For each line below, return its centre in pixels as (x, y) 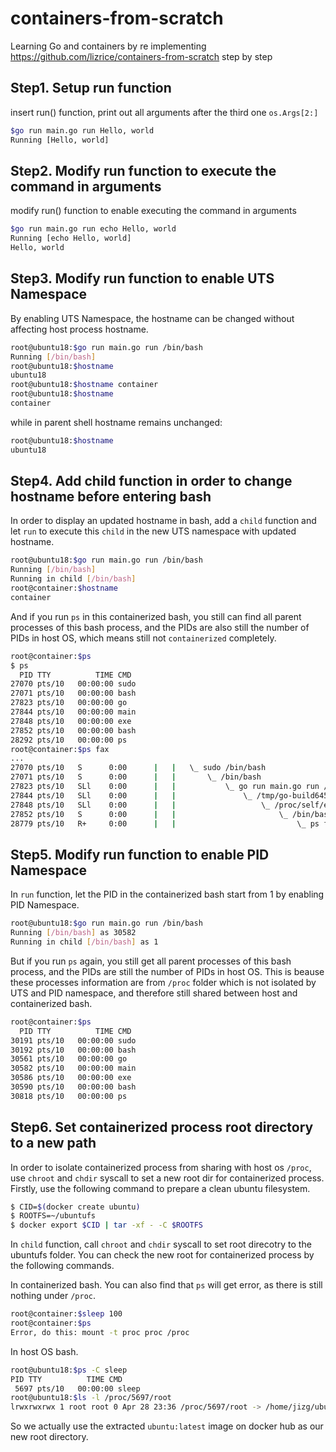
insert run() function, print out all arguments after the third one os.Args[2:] (164, 112)
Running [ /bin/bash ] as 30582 (73, 933)
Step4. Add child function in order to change (151, 481)
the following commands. (62, 1266)
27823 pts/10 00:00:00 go (69, 703)
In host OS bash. (44, 1351)
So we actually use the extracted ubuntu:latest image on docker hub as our (167, 1426)
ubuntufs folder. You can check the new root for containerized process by (162, 1255)
